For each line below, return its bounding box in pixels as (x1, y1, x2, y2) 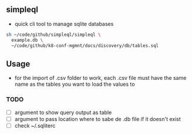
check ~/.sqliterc (14, 122, 56, 129)
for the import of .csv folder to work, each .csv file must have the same (14, 75, 187, 82)
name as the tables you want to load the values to (14, 81, 135, 88)
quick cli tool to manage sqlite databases (14, 20, 114, 27)
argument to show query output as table (14, 109, 112, 116)
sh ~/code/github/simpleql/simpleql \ (6, 32, 101, 38)
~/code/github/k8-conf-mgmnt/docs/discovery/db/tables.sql (11, 42, 159, 49)
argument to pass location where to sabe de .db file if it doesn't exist (14, 115, 181, 122)
